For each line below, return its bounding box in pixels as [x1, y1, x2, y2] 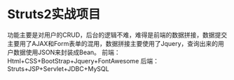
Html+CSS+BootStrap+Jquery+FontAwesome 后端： [7, 56, 160, 65]
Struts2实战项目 [7, 6, 101, 22]
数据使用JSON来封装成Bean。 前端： [13, 48, 121, 56]
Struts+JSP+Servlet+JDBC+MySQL [7, 64, 110, 73]
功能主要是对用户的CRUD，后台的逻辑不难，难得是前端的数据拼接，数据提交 [7, 31, 228, 39]
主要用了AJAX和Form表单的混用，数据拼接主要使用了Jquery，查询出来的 [7, 39, 219, 47]
